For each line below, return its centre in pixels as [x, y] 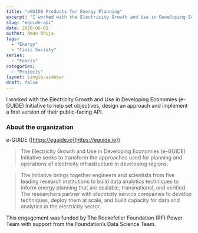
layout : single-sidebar [35, 77]
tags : [13, 39]
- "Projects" [27, 72]
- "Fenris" [25, 61]
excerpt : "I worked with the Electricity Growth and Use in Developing [96, 17]
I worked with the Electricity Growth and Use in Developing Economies [92, 99]
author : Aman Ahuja [30, 34]
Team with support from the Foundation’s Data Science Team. [81, 224]
